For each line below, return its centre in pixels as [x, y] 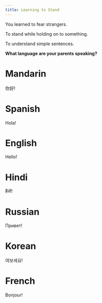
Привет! [14, 226]
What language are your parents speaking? [51, 53]
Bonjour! [14, 295]
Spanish [23, 109]
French [20, 281]
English [21, 143]
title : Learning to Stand [32, 10]
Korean [21, 246]
